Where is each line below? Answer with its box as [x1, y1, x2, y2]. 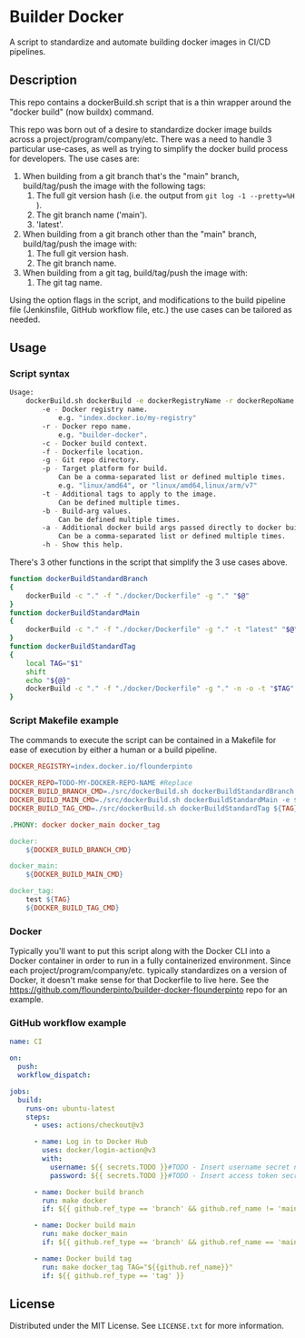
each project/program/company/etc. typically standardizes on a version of [9, 965, 288, 976]
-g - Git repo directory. [42, 456, 141, 465]
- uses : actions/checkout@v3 [33, 1121, 144, 1130]
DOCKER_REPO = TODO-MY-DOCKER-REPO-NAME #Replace [9, 779, 193, 788]
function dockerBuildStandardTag [9, 642, 136, 651]
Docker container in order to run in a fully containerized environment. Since [9, 955, 291, 966]
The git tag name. [35, 277, 103, 287]
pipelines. [9, 45, 46, 56]
